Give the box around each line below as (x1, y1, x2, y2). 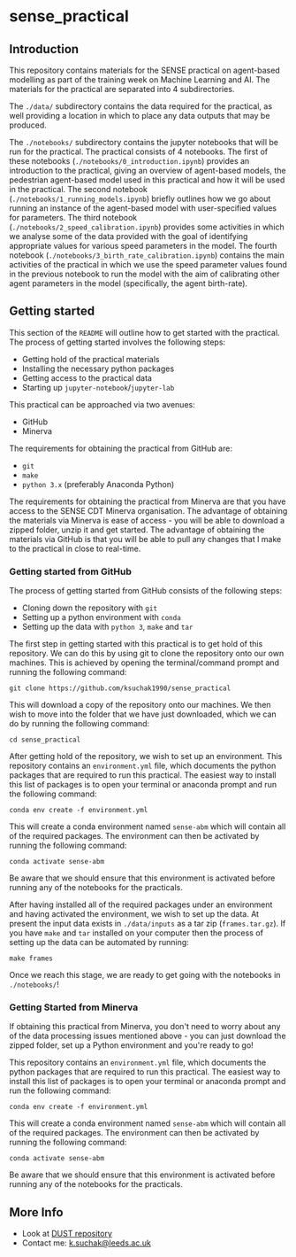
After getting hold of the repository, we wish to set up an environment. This (9, 751, 283, 762)
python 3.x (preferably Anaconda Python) (21, 478, 175, 489)
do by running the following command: (9, 718, 150, 729)
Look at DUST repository (21, 1229, 113, 1239)
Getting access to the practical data (21, 372, 153, 383)
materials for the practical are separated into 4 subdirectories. (9, 84, 235, 94)
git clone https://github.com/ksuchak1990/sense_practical (9, 684, 231, 693)
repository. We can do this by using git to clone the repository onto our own (9, 648, 285, 659)
